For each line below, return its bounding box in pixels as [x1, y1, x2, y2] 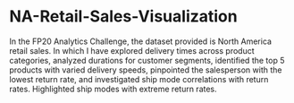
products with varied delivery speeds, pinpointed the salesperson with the [9, 64, 282, 75]
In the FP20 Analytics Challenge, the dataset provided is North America [9, 36, 273, 47]
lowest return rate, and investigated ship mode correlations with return [9, 73, 269, 84]
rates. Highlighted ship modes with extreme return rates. [9, 83, 217, 94]
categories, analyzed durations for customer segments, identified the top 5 [9, 55, 285, 65]
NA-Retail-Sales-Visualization [9, 6, 239, 27]
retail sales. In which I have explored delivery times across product [9, 45, 255, 56]
